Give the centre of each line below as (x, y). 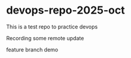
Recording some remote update (45, 38)
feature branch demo (32, 49)
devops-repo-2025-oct (65, 10)
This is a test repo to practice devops (52, 27)
